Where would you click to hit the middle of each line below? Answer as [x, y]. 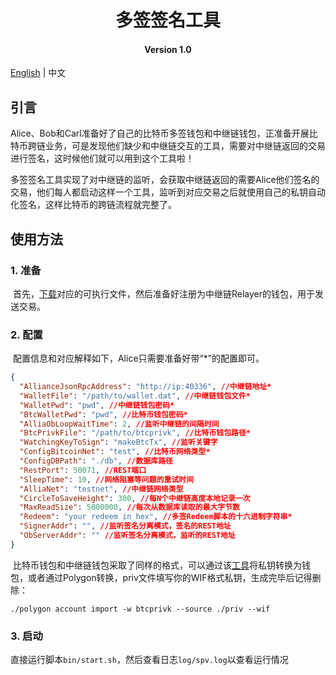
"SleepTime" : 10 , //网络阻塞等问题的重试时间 [107, 479]
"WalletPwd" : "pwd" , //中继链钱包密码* [97, 405]
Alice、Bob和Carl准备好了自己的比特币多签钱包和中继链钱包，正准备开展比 [164, 133]
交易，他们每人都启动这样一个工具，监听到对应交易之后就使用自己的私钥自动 [168, 192]
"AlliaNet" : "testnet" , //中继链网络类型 [101, 489]
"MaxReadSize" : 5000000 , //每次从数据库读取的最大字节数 [130, 507]
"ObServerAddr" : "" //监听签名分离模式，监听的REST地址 [127, 536]
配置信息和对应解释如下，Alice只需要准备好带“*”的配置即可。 [138, 358]
